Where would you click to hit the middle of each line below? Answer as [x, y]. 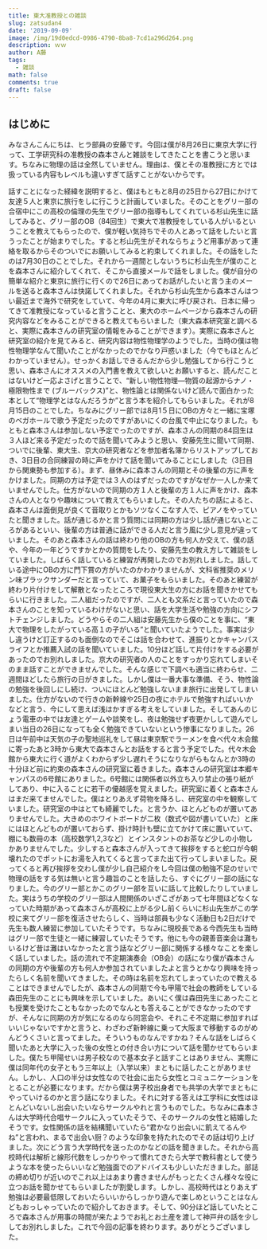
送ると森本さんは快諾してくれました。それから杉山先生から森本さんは [137, 291]
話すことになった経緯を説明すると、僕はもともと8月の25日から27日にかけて [133, 191]
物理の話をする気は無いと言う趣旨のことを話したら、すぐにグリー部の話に [130, 879]
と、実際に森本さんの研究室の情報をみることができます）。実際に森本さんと [132, 331]
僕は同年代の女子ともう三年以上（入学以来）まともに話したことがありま [126, 1067]
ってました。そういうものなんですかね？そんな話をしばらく [161, 1038]
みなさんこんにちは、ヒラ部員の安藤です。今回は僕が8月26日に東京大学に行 [133, 145]
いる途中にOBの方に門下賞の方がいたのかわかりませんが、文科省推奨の [124, 570]
